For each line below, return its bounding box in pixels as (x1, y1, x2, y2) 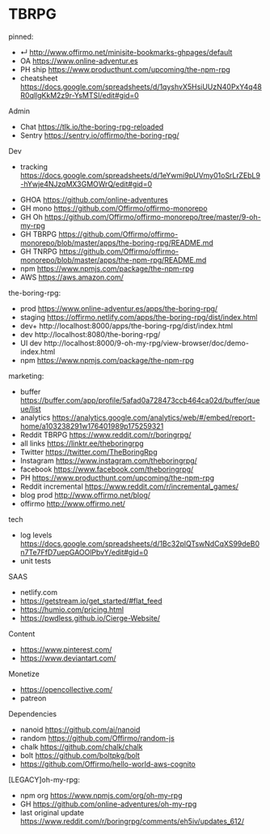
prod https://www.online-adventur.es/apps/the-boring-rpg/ (19, 303, 218, 313)
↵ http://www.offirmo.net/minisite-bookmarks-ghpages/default (19, 47, 233, 57)
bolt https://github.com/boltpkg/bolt (19, 751, 140, 760)
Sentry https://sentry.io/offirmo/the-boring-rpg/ (19, 130, 179, 140)
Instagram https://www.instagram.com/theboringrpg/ (19, 455, 198, 465)
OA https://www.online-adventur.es (19, 56, 139, 66)
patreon (19, 693, 47, 703)
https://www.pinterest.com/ (19, 644, 112, 654)
